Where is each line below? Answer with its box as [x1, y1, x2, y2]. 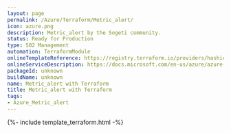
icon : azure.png [7, 23, 54, 29]
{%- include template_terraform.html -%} [7, 118, 124, 126]
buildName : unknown [7, 73, 63, 81]
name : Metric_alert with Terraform [7, 80, 109, 87]
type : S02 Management [7, 42, 69, 49]
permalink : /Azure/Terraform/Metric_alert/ [7, 16, 134, 23]
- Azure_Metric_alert [7, 99, 69, 106]
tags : [7, 93, 23, 100]
